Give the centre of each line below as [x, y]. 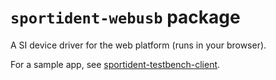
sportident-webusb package [125, 17]
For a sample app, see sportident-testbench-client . [115, 64]
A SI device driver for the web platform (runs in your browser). [138, 45]
